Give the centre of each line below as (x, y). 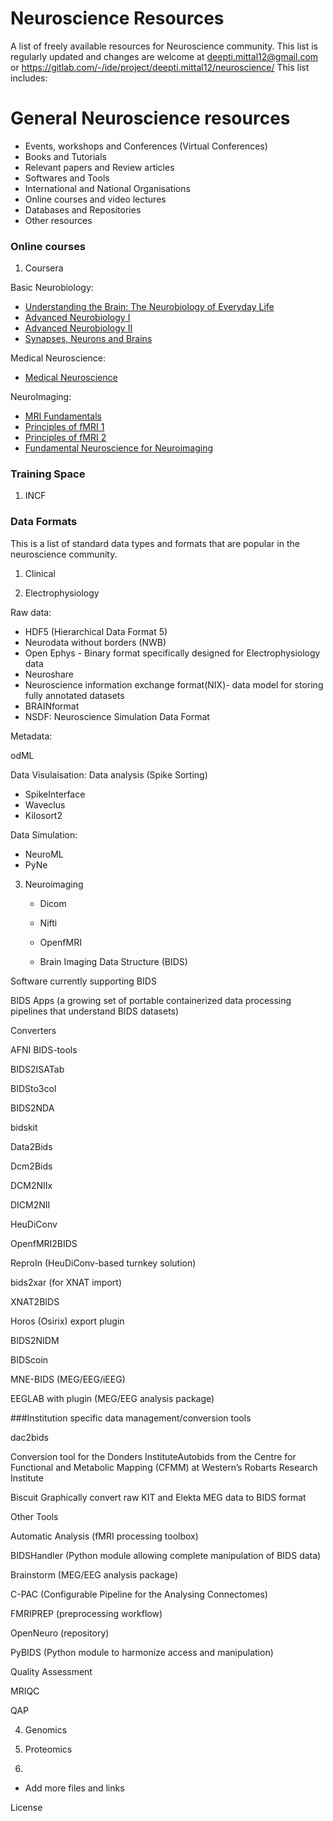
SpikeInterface (55, 794)
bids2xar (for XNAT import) (66, 1282)
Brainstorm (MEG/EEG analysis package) (94, 1574)
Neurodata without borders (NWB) (95, 642)
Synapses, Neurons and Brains (88, 339)
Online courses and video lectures (95, 199)
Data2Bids (31, 1146)
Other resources (58, 220)
